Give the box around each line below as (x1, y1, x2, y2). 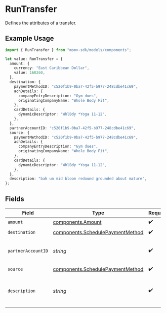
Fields (5, 194, 25, 203)
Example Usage (5, 34, 54, 43)
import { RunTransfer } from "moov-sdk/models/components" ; (5, 47, 132, 53)
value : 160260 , (14, 70, 45, 75)
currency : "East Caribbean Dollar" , (14, 65, 90, 70)
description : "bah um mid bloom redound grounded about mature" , (9, 176, 147, 182)
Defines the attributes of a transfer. (5, 20, 77, 26)
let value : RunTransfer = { (5, 56, 63, 62)
